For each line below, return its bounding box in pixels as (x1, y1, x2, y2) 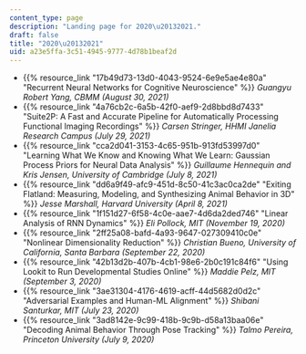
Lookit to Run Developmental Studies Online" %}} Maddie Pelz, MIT (22, 266, 276, 277)
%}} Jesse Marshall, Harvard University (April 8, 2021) (22, 198, 228, 210)
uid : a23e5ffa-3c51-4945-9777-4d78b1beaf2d (9, 47, 178, 57)
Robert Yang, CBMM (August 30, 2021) (22, 92, 169, 103)
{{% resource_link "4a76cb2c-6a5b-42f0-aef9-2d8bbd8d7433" (22, 101, 264, 112)
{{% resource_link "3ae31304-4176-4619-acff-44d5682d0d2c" (22, 286, 261, 297)
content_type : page (9, 13, 84, 23)
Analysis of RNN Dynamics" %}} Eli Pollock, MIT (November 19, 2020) (22, 218, 285, 229)
